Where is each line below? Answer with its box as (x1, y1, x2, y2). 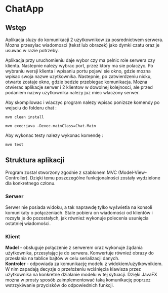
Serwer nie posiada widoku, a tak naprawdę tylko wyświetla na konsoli (5, 204, 153, 210)
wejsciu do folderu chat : (5, 105, 57, 111)
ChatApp (5, 3, 44, 15)
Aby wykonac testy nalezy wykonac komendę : (5, 132, 104, 138)
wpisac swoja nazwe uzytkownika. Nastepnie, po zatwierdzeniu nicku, (5, 74, 152, 79)
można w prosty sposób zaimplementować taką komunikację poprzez (5, 277, 151, 283)
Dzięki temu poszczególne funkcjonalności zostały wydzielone (30, 174, 160, 180)
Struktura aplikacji (5, 156, 65, 165)
